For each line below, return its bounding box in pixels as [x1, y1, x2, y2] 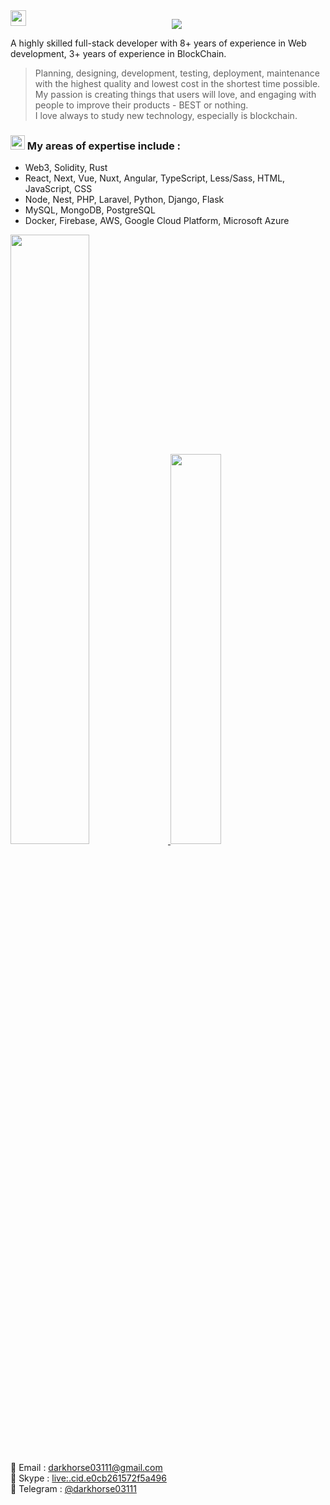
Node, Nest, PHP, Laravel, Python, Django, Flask [24, 194, 225, 206]
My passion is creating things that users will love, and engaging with [34, 89, 317, 100]
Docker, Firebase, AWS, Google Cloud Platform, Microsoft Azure [24, 215, 290, 227]
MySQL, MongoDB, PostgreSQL [24, 204, 156, 216]
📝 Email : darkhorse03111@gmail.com [10, 1462, 163, 1474]
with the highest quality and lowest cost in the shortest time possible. [34, 78, 321, 89]
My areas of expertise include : [26, 139, 182, 153]
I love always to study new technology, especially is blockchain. [34, 110, 298, 121]
